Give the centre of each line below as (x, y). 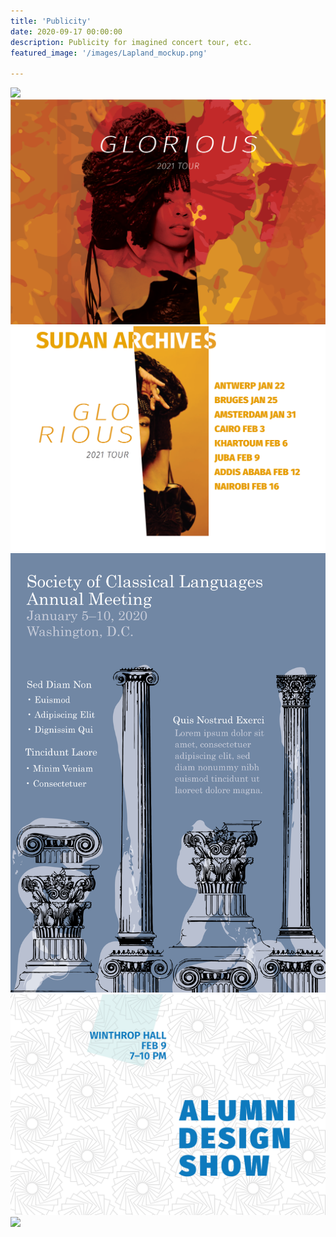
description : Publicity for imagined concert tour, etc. (131, 42)
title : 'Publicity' (51, 21)
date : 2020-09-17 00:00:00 (66, 31)
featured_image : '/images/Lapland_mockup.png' (109, 53)
